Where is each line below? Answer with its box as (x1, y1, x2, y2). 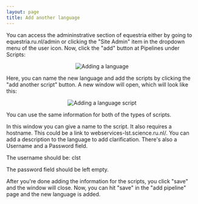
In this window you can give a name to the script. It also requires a (6, 122, 172, 130)
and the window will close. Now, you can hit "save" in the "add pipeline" (6, 184, 186, 191)
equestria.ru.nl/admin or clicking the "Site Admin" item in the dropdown (6, 38, 185, 45)
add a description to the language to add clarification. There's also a (6, 135, 177, 143)
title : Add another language (6, 15, 80, 21)
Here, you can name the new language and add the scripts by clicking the (6, 74, 191, 82)
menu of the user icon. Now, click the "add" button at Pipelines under (6, 44, 180, 52)
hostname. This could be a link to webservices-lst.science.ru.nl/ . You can (6, 129, 189, 136)
